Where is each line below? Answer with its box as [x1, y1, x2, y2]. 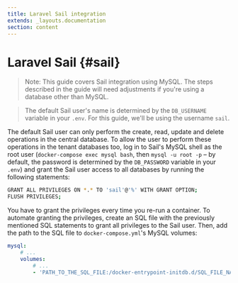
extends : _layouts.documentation [7, 17, 106, 24]
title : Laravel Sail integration [7, 10, 106, 18]
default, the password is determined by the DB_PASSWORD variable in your [7, 157, 216, 167]
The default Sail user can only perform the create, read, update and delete [7, 128, 225, 136]
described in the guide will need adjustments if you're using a [24, 85, 205, 94]
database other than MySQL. [24, 93, 109, 101]
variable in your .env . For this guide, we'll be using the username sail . [24, 114, 230, 123]
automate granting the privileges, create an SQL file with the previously [7, 213, 215, 222]
